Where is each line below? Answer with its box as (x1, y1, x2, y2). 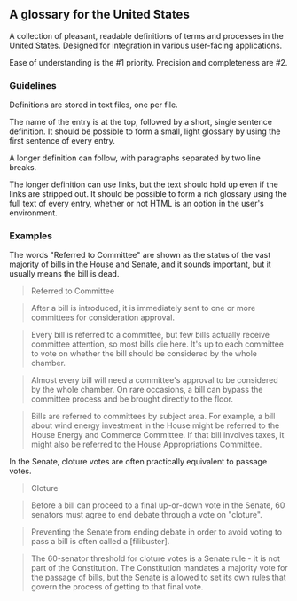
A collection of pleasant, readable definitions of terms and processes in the (9, 30, 284, 41)
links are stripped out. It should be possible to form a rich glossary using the (9, 189, 288, 199)
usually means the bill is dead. (9, 269, 120, 279)
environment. (9, 207, 58, 218)
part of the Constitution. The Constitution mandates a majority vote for (30, 563, 288, 574)
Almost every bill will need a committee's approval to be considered (30, 375, 279, 386)
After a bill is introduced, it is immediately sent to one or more (30, 303, 256, 314)
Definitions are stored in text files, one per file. (9, 99, 179, 110)
